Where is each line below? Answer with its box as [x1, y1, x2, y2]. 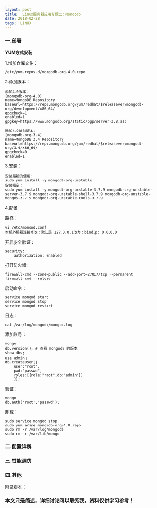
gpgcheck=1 [5, 110, 27, 115]
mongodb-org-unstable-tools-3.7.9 [33, 196, 103, 200]
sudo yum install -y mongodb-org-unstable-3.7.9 [5, 187, 105, 192]
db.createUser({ [5, 360, 38, 364]
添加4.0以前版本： [5, 128, 37, 133]
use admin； [5, 355, 29, 361]
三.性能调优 [5, 458, 32, 464]
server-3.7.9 [5, 191, 31, 197]
